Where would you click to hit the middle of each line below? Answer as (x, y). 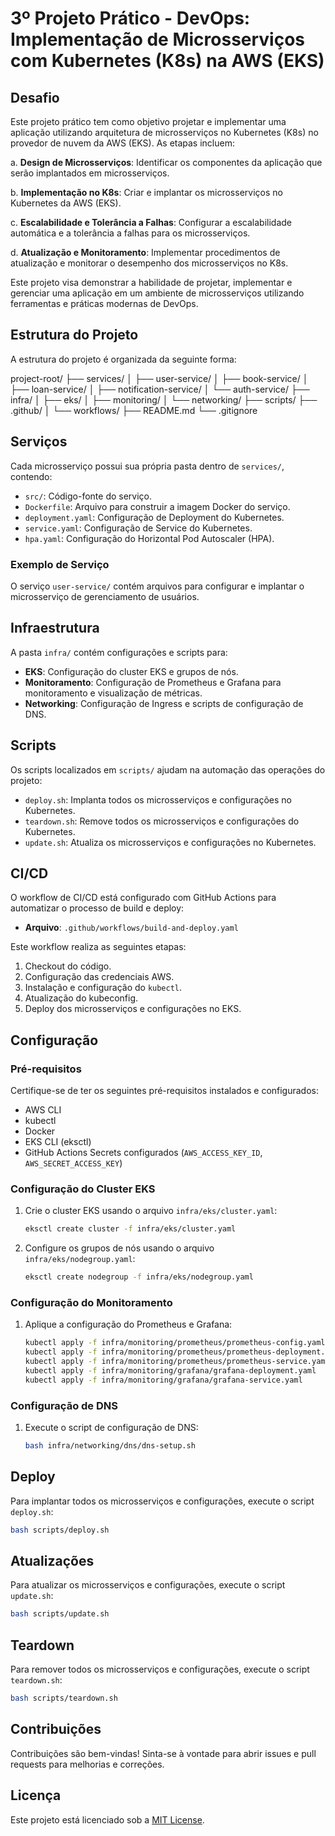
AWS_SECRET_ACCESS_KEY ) (73, 1163)
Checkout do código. (68, 966)
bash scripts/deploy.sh (60, 1530)
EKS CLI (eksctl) (58, 1142)
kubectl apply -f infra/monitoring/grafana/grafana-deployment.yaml (170, 1371)
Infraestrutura (55, 628)
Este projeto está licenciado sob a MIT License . (107, 1819)
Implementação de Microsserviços (158, 39)
